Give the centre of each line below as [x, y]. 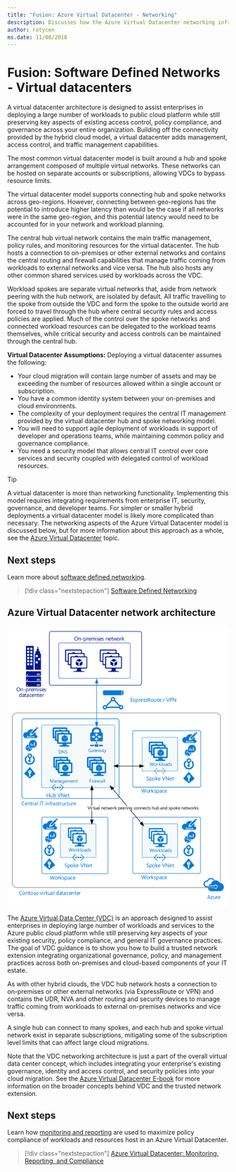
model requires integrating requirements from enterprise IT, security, [106, 500]
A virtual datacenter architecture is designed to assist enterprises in [105, 107]
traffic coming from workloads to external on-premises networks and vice [114, 1006]
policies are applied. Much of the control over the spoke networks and [109, 319]
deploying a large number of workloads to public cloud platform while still [113, 115]
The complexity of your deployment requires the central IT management [122, 414]
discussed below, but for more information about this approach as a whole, [116, 531]
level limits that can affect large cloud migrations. [78, 1042]
